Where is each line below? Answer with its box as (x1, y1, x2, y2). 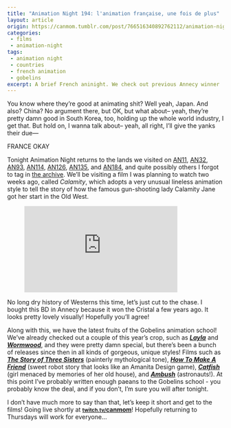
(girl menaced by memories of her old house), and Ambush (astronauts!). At (7, 370, 223, 378)
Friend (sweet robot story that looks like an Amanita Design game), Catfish (7, 363, 220, 371)
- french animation (10, 68, 67, 75)
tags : (7, 49, 23, 56)
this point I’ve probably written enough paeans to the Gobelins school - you (7, 378, 221, 386)
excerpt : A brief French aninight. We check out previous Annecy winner (7, 81, 220, 88)
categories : (7, 29, 41, 37)
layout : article (7, 17, 54, 23)
